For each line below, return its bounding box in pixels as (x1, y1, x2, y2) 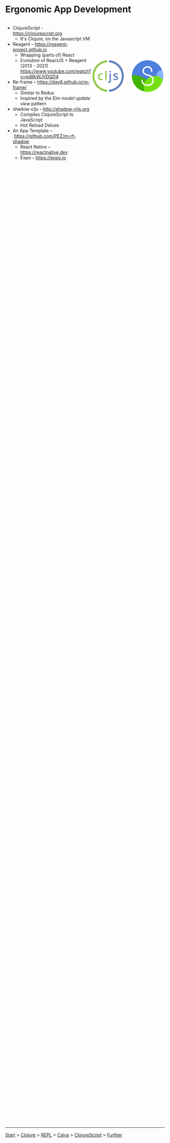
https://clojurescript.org (12, 30, 62, 36)
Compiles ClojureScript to (20, 111, 74, 118)
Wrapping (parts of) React (20, 52, 75, 58)
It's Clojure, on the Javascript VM (20, 36, 90, 42)
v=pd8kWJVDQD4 (20, 73, 59, 79)
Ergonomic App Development (5, 4, 132, 15)
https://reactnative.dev (20, 149, 68, 155)
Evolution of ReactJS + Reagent (20, 57, 87, 63)
